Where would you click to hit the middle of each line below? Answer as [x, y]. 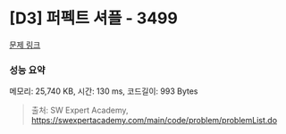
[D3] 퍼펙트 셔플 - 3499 [94, 18]
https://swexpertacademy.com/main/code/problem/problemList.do [154, 121]
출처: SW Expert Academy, [80, 110]
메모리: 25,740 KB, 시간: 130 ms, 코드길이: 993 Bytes [104, 91]
